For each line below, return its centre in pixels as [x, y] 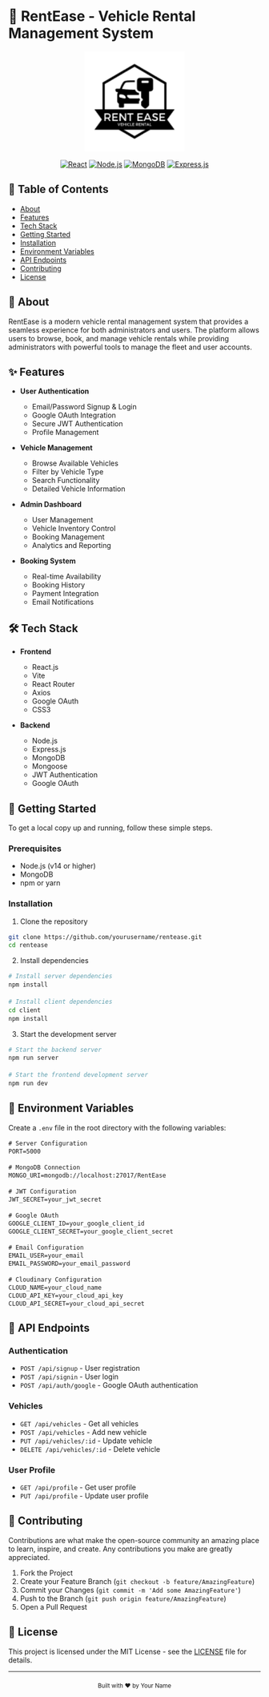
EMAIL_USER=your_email [46, 1256]
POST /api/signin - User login [69, 1377]
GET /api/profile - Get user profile [78, 1487]
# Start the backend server [55, 1050]
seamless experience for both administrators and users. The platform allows [134, 330]
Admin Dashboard [51, 505]
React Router [53, 684]
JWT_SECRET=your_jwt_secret [55, 1199]
